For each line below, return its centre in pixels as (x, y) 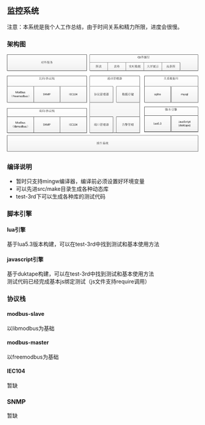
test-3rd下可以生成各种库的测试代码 (61, 196)
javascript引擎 (25, 259)
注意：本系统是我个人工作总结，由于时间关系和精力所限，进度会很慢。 (95, 27)
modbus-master (28, 343)
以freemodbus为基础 (33, 357)
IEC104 (16, 371)
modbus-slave (26, 313)
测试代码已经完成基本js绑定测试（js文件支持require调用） (79, 282)
